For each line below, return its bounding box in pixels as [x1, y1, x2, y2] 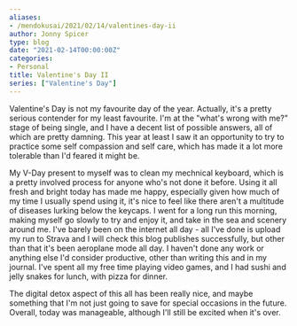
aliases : [9, 12, 42, 22]
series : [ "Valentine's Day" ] [9, 79, 117, 88]
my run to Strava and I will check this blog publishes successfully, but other [9, 233, 285, 244]
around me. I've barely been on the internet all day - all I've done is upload [9, 223, 281, 235]
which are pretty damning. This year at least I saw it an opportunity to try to [9, 131, 285, 142]
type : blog [9, 37, 50, 47]
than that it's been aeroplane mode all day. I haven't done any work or [9, 243, 264, 253]
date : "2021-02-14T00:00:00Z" [9, 46, 121, 55]
